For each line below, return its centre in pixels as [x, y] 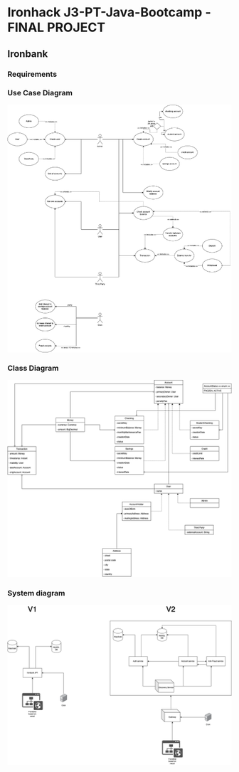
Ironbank [28, 54]
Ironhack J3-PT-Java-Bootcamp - [109, 12]
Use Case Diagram [40, 93]
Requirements [32, 74]
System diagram [36, 593]
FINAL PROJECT [56, 27]
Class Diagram [33, 369]
